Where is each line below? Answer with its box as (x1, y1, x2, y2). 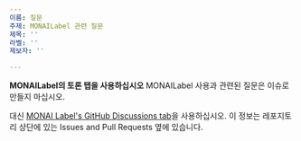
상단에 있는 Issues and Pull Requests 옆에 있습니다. (18, 122, 203, 133)
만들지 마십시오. (9, 92, 66, 102)
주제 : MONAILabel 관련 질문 (9, 22, 104, 31)
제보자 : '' (9, 47, 45, 56)
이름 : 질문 (9, 13, 43, 22)
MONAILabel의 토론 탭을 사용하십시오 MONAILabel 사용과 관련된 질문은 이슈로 (9, 80, 289, 91)
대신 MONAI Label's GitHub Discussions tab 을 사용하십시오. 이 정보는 (9, 110, 260, 121)
